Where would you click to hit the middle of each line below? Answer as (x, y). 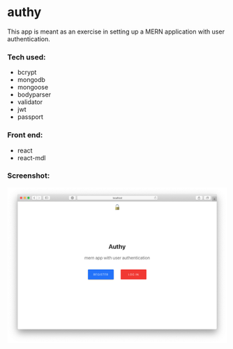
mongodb (31, 80)
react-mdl (31, 157)
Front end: (25, 135)
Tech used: (27, 57)
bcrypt (27, 72)
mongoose (33, 87)
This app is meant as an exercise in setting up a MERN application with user (116, 31)
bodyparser (34, 94)
